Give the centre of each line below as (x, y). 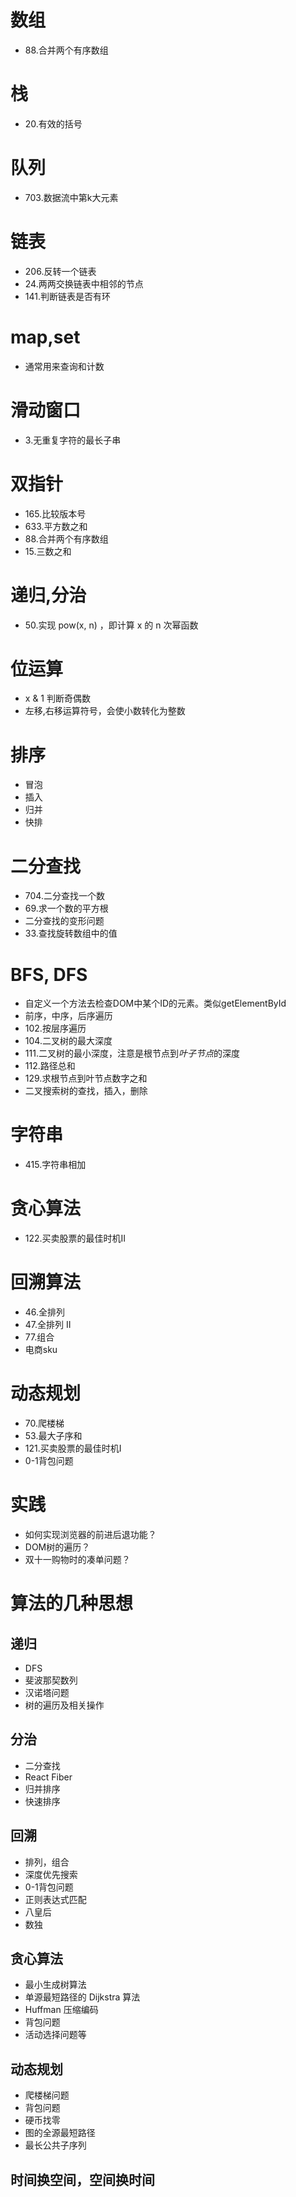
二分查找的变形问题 (64, 921)
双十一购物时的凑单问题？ (77, 1559)
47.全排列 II (48, 1325)
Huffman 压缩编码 (61, 2010)
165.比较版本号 (55, 513)
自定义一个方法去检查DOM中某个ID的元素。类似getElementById (155, 1003)
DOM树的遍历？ (57, 1547)
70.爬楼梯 (44, 1423)
